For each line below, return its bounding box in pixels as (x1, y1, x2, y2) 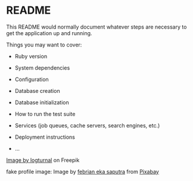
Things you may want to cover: (6, 41, 82, 48)
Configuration (14, 76, 49, 83)
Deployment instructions (14, 133, 76, 141)
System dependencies (14, 64, 70, 71)
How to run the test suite (14, 110, 76, 117)
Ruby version (14, 52, 48, 60)
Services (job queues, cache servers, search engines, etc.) (14, 121, 160, 129)
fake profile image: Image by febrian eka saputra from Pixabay (6, 168, 159, 175)
